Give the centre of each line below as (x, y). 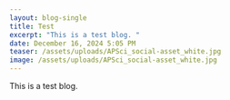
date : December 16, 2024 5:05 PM (73, 43)
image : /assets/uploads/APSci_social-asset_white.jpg (114, 60)
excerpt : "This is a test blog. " (75, 35)
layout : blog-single (49, 18)
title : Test (32, 26)
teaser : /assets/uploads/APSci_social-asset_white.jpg (115, 52)
